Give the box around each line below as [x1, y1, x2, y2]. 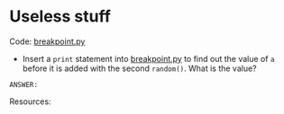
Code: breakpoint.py [9, 36, 86, 47]
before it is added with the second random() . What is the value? [22, 63, 257, 74]
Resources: [9, 96, 51, 107]
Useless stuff [9, 6, 111, 27]
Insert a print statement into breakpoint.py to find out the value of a [22, 53, 275, 64]
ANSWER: [9, 80, 39, 89]
